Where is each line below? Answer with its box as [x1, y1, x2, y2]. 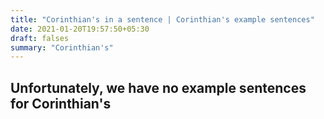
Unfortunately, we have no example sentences [10, 79, 307, 96]
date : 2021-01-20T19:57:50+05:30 [10, 24, 150, 34]
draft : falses [10, 33, 70, 43]
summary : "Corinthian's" [10, 42, 114, 53]
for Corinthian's [10, 95, 112, 112]
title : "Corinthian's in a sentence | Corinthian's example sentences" [10, 14, 315, 25]
